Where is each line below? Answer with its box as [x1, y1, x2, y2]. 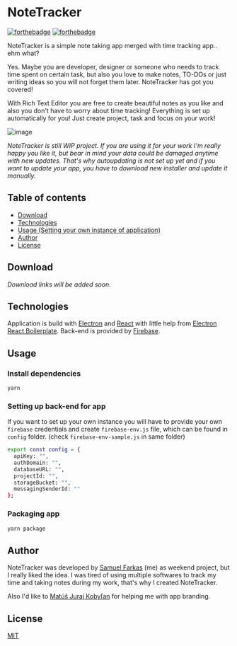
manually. [7, 171, 37, 180]
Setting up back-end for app [7, 401, 106, 411]
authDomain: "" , [13, 459, 62, 466]
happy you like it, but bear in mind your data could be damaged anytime [7, 149, 219, 157]
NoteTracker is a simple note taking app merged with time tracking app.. [7, 41, 218, 50]
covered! [7, 85, 33, 93]
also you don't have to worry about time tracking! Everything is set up [7, 106, 210, 115]
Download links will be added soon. [7, 280, 111, 289]
